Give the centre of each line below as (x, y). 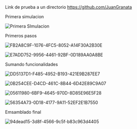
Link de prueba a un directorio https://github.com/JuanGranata (68, 7)
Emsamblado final (23, 112)
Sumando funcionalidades (31, 64)
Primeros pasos (21, 36)
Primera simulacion (25, 16)
